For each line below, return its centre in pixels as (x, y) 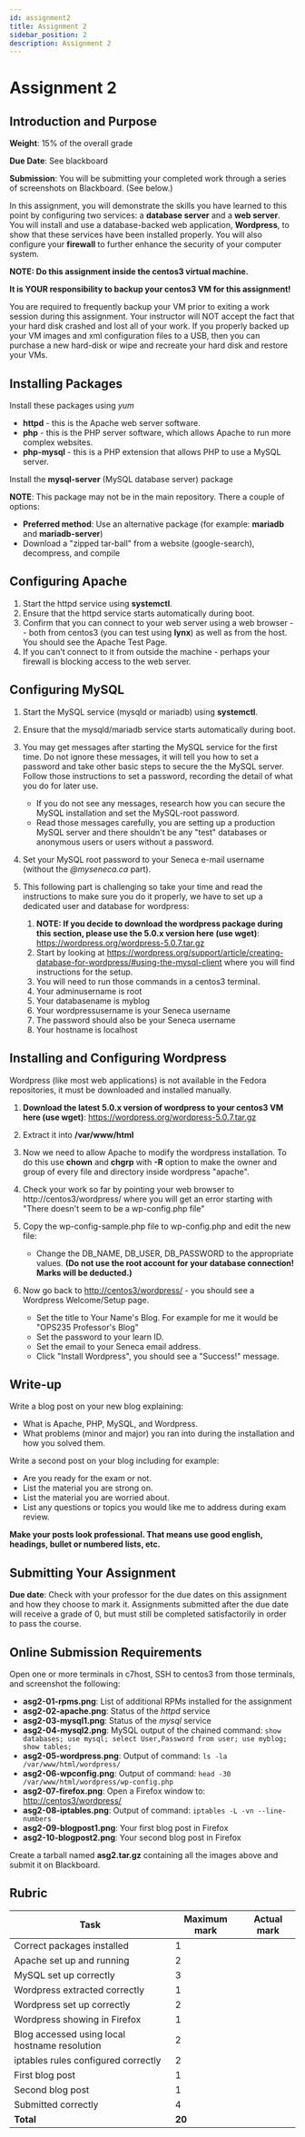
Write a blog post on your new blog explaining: (97, 1406)
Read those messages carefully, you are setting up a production (155, 822)
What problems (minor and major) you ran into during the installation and (158, 1434)
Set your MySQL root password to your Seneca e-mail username (143, 859)
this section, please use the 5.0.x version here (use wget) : (148, 933)
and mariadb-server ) (63, 534)
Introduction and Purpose (83, 121)
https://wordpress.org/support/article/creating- (195, 952)
